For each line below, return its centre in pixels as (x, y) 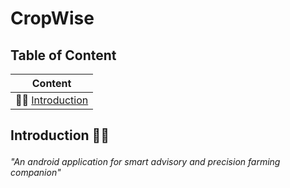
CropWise (52, 18)
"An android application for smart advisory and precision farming (145, 162)
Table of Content (63, 55)
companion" (36, 173)
